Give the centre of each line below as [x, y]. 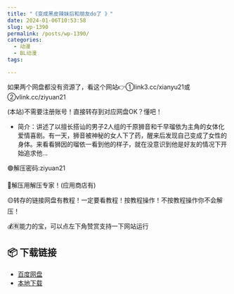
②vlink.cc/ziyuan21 [37, 97]
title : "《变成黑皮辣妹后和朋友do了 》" [60, 14]
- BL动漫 [25, 54]
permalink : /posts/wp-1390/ [48, 33]
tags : [15, 60]
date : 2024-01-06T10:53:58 [47, 20]
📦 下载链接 [32, 253]
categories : [25, 40]
